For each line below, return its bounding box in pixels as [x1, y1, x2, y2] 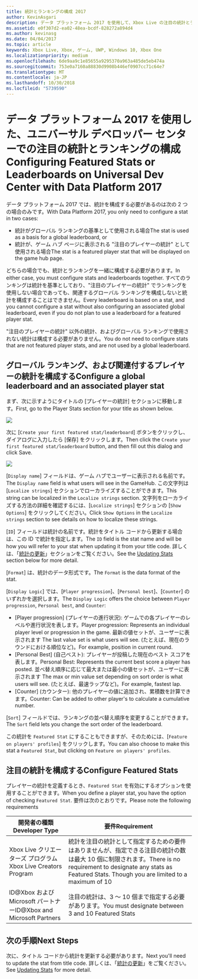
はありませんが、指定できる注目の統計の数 [68, 846, 186, 854]
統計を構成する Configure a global [21, 372, 146, 382]
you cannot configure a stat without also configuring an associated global [6, 303, 185, 310]
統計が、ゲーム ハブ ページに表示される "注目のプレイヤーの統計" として [14, 240, 190, 248]
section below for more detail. [6, 557, 79, 564]
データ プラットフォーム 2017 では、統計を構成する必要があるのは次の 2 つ [6, 200, 188, 207]
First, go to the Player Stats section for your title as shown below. [15, 405, 174, 412]
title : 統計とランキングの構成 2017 [6, 8, 87, 15]
